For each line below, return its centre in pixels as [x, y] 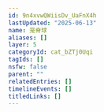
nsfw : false [28, 67]
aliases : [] [28, 37]
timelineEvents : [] [40, 89]
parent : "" [26, 74]
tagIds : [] [26, 60]
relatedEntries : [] [40, 81]
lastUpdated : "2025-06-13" [52, 23]
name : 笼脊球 [28, 30]
